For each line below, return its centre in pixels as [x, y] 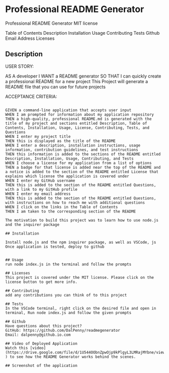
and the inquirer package [32, 225]
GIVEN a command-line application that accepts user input [68, 110]
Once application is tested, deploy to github [55, 247]
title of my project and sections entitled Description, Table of [76, 123]
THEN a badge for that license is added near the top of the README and [83, 167]
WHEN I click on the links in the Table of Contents [62, 207]
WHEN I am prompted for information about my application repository [80, 114]
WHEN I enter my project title [38, 136]
